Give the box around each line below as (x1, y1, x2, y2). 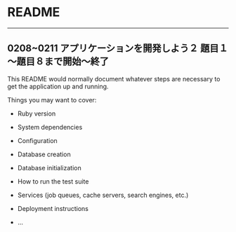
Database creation (17, 150, 72, 158)
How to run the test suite (17, 177, 89, 186)
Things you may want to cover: (7, 95, 97, 104)
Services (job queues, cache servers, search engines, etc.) (17, 191, 189, 199)
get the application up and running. (7, 82, 109, 90)
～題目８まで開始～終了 (7, 55, 109, 67)
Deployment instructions (17, 204, 89, 212)
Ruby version (17, 109, 56, 118)
